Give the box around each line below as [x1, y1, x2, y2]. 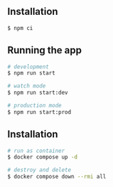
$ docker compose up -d [7, 154, 78, 161]
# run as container [7, 147, 65, 154]
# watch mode [7, 82, 46, 90]
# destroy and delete [7, 166, 72, 173]
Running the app [7, 44, 82, 56]
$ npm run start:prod [7, 108, 72, 116]
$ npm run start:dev [7, 89, 69, 97]
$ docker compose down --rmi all [7, 173, 107, 181]
